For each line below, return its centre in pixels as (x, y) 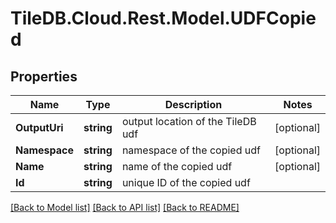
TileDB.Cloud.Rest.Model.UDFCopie (163, 18)
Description (193, 104)
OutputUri (39, 127)
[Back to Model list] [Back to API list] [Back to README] (125, 207)
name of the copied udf (177, 166)
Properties (44, 76)
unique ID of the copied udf (186, 182)
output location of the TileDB (189, 121)
